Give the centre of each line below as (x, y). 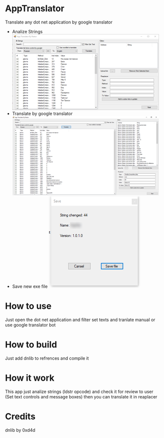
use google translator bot (31, 325)
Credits (20, 416)
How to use (28, 306)
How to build (31, 344)
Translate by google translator (42, 114)
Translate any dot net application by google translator (59, 22)
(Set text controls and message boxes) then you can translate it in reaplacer (81, 396)
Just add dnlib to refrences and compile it (47, 358)
